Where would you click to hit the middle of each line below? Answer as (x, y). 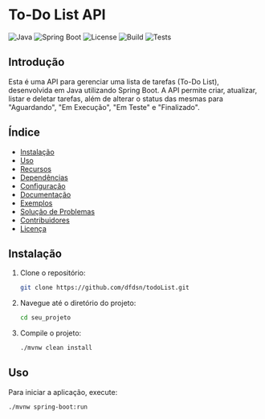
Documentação (45, 194)
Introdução (37, 62)
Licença (33, 228)
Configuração (43, 185)
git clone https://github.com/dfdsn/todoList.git (105, 288)
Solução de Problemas (57, 211)
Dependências (44, 177)
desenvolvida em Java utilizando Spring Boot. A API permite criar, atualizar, (133, 90)
